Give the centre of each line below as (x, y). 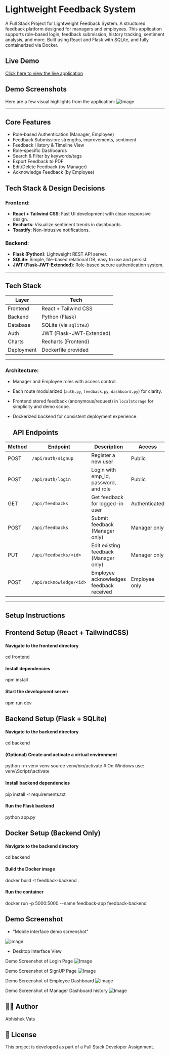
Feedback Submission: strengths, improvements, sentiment (74, 140)
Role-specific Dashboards (40, 150)
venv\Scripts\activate (27, 771)
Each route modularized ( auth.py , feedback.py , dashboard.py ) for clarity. (87, 391)
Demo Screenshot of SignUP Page (41, 971)
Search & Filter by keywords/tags (47, 156)
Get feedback (108, 498)
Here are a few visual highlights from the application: (60, 101)
